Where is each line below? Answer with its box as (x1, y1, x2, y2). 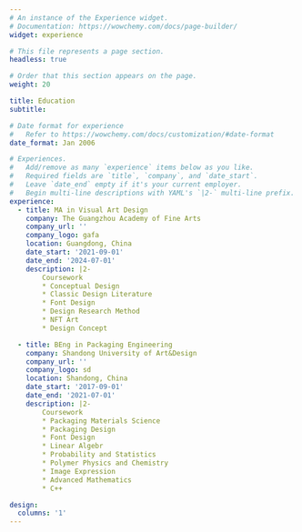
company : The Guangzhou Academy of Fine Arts (25, 214, 202, 223)
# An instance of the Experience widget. (9, 13, 169, 23)
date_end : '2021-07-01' (25, 391, 116, 400)
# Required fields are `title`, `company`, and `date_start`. (9, 172, 258, 181)
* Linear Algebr (42, 442, 104, 451)
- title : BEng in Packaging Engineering (17, 340, 173, 349)
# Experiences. (9, 155, 67, 164)
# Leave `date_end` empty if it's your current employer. (9, 180, 243, 189)
